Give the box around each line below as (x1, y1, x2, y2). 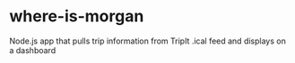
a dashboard (9, 44, 56, 55)
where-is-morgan (9, 6, 144, 27)
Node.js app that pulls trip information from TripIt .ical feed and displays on (9, 35, 287, 46)
